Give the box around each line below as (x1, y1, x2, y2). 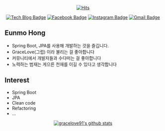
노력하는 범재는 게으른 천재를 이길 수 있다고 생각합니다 (11, 61, 117, 67)
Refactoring (11, 105, 36, 111)
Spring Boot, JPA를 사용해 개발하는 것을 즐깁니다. (11, 42, 109, 48)
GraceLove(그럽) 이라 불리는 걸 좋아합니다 (11, 49, 95, 55)
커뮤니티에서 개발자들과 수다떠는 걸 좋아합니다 (11, 55, 101, 61)
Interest (4, 76, 29, 85)
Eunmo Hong (4, 29, 46, 37)
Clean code (11, 100, 36, 106)
